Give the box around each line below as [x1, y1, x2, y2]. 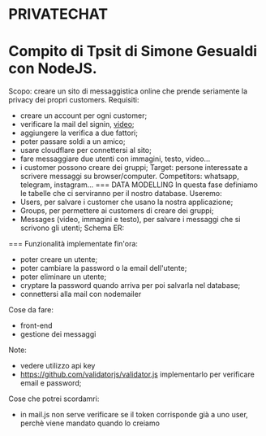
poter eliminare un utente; [19, 272, 107, 281]
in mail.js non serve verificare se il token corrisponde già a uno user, [19, 410, 249, 420]
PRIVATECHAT [8, 5, 108, 24]
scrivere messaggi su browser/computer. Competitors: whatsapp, [19, 172, 239, 181]
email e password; [19, 378, 82, 388]
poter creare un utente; [19, 255, 98, 264]
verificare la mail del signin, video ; [19, 120, 135, 129]
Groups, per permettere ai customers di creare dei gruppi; [19, 206, 214, 216]
